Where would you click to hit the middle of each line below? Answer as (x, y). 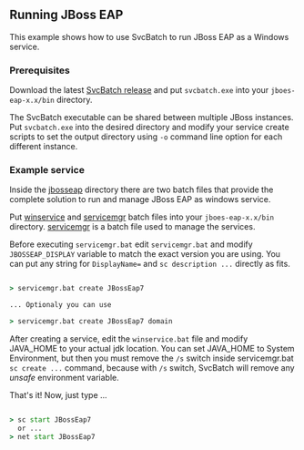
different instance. (44, 147)
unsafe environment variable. (65, 378)
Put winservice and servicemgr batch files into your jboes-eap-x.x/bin (142, 217)
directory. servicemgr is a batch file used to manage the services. (132, 227)
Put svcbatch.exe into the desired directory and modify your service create (149, 128)
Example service (47, 170)
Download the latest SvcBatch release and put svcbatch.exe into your (139, 90)
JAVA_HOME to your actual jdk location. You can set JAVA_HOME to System (152, 349)
